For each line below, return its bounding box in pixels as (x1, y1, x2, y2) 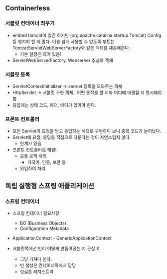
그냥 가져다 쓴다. (19, 256, 52, 262)
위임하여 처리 (19, 165, 46, 171)
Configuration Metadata (19, 225, 69, 231)
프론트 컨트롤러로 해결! (12, 147, 57, 153)
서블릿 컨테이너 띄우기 (5, 20, 55, 27)
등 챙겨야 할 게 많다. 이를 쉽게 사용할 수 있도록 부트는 (12, 38, 115, 44)
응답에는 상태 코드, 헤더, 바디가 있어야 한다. (12, 102, 96, 108)
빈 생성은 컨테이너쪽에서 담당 (19, 262, 76, 268)
